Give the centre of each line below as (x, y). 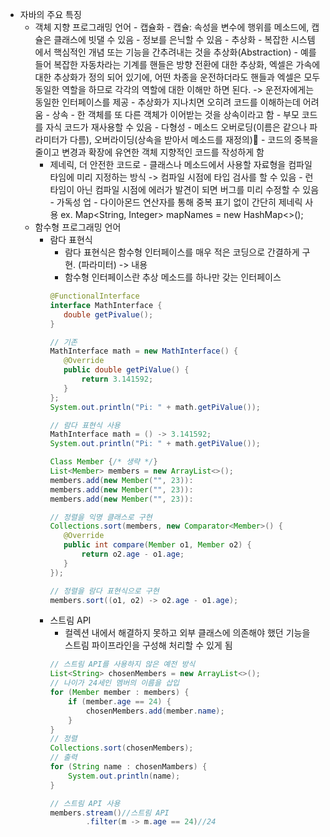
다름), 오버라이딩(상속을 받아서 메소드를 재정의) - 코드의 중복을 (194, 139)
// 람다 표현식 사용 (85, 425)
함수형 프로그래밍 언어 (78, 227)
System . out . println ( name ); (124, 776)
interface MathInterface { (106, 305)
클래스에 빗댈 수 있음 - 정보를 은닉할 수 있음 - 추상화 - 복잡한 (171, 39)
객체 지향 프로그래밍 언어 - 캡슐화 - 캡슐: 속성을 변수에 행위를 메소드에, (172, 27)
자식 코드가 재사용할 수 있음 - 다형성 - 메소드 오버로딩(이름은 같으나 (176, 127)
